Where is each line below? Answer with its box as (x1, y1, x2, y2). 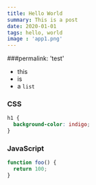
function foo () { (7, 159, 57, 166)
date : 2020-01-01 (7, 23, 57, 29)
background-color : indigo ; (13, 121, 91, 128)
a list (16, 82, 36, 90)
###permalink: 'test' (7, 54, 64, 62)
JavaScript (7, 143, 45, 153)
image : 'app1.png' (7, 36, 63, 42)
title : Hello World (7, 10, 63, 17)
